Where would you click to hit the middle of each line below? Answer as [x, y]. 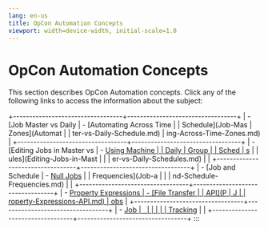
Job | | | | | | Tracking [160, 210]
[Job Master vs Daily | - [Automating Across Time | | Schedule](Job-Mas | [130, 125]
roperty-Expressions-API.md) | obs [66, 202]
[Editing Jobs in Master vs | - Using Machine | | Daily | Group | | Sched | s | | [133, 151]
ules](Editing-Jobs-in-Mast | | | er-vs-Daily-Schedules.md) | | [109, 159]
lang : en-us [28, 16]
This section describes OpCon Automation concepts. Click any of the [122, 92]
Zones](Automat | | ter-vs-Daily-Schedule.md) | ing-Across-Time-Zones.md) [134, 134]
